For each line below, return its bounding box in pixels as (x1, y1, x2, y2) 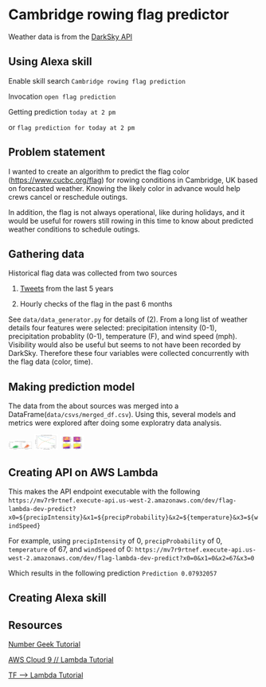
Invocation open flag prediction (8, 92, 116, 101)
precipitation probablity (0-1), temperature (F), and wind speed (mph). (8, 332, 237, 342)
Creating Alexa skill (8, 591, 107, 605)
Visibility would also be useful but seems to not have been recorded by (8, 340, 241, 349)
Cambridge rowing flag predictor (8, 6, 229, 24)
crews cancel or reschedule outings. (8, 192, 128, 201)
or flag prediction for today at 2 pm (8, 122, 135, 132)
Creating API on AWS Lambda (8, 466, 158, 479)
